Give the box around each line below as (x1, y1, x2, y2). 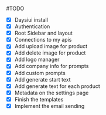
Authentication (14, 23, 50, 30)
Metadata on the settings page (14, 89, 89, 96)
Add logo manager (14, 56, 60, 63)
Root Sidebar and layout (14, 29, 73, 37)
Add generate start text (14, 76, 71, 83)
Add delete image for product (14, 49, 86, 56)
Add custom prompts (14, 69, 66, 76)
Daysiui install (14, 16, 49, 23)
